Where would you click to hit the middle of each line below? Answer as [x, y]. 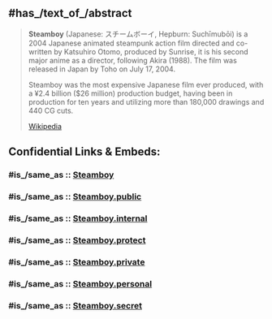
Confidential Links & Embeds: [84, 152]
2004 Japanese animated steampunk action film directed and [131, 43]
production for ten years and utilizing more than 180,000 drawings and [146, 101]
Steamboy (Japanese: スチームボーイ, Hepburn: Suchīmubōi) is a [138, 34]
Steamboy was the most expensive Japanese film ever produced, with [146, 84]
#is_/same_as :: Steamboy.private [77, 261]
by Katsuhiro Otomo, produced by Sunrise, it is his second [151, 51]
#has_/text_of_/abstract [70, 13]
